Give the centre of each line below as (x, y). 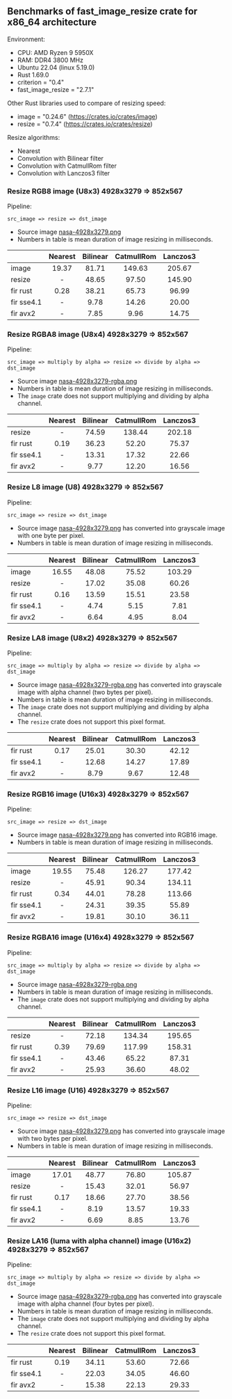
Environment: (26, 39)
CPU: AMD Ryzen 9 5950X (55, 52)
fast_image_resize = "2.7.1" (56, 89)
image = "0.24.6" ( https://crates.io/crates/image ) (87, 116)
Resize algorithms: (34, 137)
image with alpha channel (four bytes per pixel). (85, 1304)
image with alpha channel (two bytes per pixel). (85, 692)
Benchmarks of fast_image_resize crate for (102, 11)
